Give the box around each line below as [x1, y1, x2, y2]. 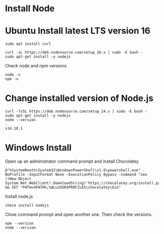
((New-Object [5, 176, 32, 181]
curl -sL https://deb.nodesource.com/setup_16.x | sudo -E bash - [5, 50, 143, 55]
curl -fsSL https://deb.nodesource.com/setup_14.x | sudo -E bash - [5, 109, 147, 114]
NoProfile [5, 172, 25, 177]
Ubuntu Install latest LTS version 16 [5, 25, 150, 37]
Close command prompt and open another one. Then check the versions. [5, 212, 153, 217]
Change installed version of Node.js [5, 93, 154, 104]
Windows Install [5, 142, 72, 153]
